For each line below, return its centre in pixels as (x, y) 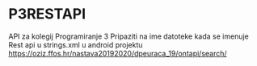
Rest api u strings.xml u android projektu (76, 44)
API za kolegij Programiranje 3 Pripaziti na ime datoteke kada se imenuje (128, 36)
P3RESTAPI (47, 14)
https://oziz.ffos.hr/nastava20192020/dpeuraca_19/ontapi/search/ (118, 53)
